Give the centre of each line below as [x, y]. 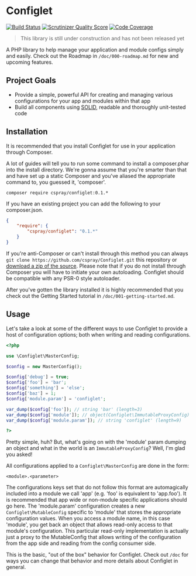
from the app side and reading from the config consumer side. [81, 543]
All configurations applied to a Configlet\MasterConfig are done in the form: [97, 466]
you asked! [19, 454]
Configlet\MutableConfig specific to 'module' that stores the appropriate [94, 512]
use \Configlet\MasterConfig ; [43, 356]
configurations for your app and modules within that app [82, 101]
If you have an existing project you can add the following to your [83, 204]
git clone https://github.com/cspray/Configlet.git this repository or [92, 259]
